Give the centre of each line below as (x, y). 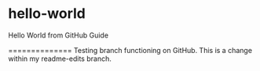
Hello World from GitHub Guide (58, 35)
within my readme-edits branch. (60, 59)
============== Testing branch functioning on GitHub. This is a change (130, 50)
